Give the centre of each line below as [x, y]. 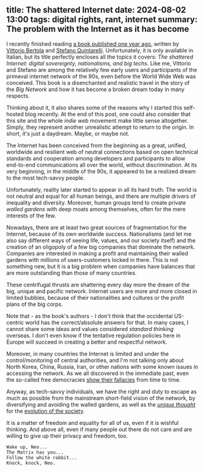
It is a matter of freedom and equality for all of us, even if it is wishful [93, 423]
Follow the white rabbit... [42, 457]
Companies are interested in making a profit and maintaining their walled [97, 253]
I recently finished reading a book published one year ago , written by [93, 44]
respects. [18, 96]
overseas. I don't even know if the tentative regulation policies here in [93, 335]
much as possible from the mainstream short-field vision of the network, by [101, 398]
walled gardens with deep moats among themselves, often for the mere [96, 209]
